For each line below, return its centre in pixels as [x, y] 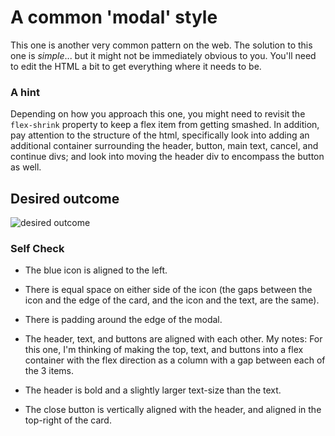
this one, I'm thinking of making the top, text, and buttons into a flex [164, 350]
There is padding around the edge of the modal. [123, 320]
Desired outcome [65, 198]
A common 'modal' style [114, 17]
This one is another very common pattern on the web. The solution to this [161, 45]
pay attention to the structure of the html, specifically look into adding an [160, 135]
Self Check [37, 248]
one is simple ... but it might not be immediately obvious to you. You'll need [163, 55]
